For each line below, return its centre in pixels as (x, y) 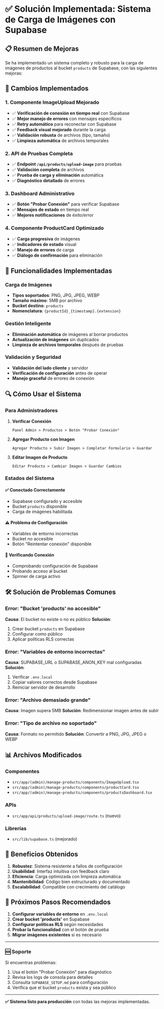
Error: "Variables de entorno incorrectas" (55, 652)
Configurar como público (37, 634)
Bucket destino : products (38, 306)
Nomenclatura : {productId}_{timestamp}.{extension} (66, 311)
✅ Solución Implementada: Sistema (78, 9)
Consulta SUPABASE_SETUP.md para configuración (60, 982)
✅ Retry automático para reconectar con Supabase (64, 124)
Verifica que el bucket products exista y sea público (64, 988)
